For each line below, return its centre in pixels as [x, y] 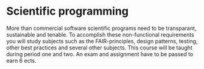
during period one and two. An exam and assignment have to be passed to [100, 54]
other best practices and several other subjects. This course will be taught [100, 48]
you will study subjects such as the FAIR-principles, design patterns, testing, [102, 41]
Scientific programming [68, 11]
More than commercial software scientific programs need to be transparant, [101, 28]
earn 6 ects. [21, 60]
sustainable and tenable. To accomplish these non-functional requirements [100, 34]
